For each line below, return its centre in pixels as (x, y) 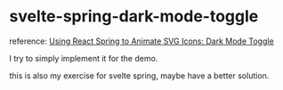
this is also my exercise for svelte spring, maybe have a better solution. (139, 75)
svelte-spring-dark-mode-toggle (134, 16)
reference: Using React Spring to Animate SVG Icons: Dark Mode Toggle (141, 41)
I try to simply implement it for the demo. (84, 58)
